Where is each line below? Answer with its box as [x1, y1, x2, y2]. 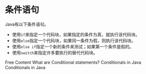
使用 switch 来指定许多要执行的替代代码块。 [12, 49, 98, 56]
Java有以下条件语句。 [5, 21, 49, 27]
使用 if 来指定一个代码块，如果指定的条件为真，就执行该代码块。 [12, 31, 140, 37]
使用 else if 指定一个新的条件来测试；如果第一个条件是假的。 [12, 44, 134, 49]
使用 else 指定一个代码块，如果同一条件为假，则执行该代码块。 [12, 37, 136, 44]
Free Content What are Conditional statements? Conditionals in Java [5, 59, 142, 65]
